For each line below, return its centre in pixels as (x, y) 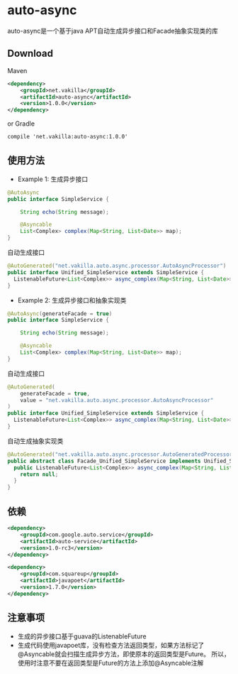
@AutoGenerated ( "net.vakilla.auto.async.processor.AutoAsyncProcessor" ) (117, 266)
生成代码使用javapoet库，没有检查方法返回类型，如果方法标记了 (111, 645)
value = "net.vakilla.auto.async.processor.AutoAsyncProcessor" (117, 400)
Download (30, 54)
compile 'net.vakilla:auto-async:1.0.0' (68, 137)
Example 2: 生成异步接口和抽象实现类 (72, 300)
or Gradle (21, 124)
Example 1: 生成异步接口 (53, 179)
